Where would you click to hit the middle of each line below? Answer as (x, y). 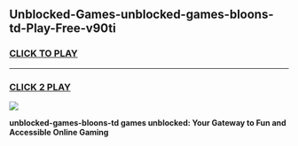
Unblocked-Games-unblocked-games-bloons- (141, 15)
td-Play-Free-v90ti (63, 29)
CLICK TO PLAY (43, 54)
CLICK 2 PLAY (40, 87)
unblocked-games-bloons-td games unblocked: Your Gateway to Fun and (148, 122)
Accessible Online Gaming (59, 132)
